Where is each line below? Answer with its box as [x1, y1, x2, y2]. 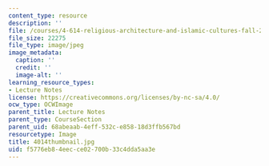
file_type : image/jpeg [8, 41, 84, 49]
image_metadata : [8, 49, 62, 57]
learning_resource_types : [8, 78, 94, 86]
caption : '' [15, 57, 56, 65]
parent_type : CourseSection [8, 116, 102, 124]
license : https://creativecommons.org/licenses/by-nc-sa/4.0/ [8, 93, 220, 101]
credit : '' [15, 64, 52, 72]
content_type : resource [8, 11, 88, 20]
